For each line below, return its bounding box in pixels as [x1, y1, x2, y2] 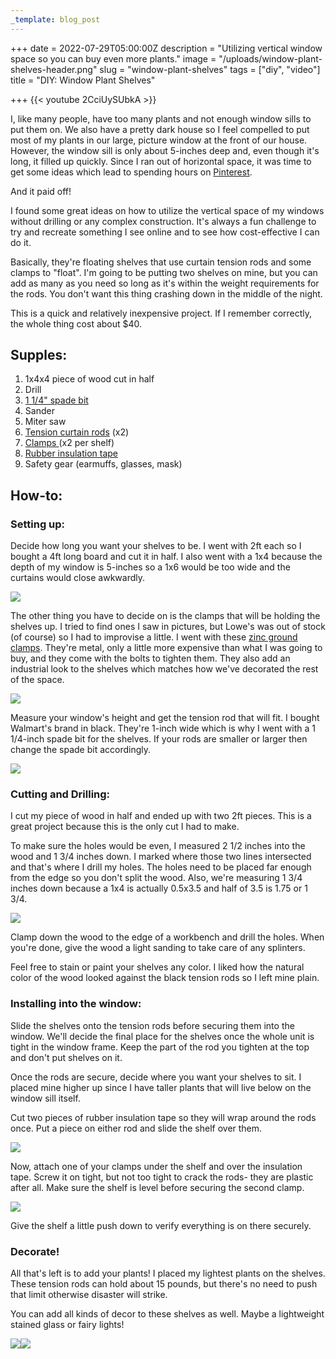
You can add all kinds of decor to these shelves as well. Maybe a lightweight [10, 1308, 325, 1320]
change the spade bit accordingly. [10, 744, 152, 756]
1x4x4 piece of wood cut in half [24, 373, 155, 385]
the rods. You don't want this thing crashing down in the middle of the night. [10, 287, 323, 300]
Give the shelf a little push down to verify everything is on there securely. [10, 1219, 312, 1231]
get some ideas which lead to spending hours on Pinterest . [10, 166, 253, 178]
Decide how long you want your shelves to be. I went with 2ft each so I [10, 540, 302, 552]
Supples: [10, 347, 68, 364]
